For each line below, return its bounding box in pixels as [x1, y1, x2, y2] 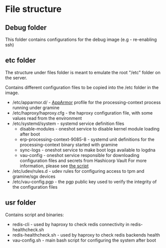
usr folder [5, 198, 36, 207]
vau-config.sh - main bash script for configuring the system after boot [12, 237, 157, 243]
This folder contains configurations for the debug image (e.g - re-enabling [5, 36, 157, 42]
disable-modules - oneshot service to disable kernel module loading [19, 125, 160, 131]
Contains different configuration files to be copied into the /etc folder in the [5, 84, 159, 90]
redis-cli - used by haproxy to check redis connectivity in [12, 221, 130, 227]
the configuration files [12, 184, 58, 190]
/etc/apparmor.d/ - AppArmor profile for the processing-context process [12, 99, 161, 105]
